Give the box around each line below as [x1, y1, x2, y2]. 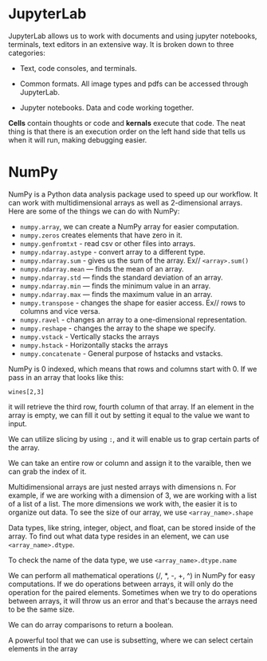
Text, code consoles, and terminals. [19, 63, 137, 72]
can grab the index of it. [8, 467, 87, 476]
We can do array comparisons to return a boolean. [8, 620, 174, 629]
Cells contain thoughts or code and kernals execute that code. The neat [8, 118, 245, 127]
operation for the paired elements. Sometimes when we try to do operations [8, 587, 257, 597]
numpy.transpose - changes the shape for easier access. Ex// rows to [19, 298, 245, 307]
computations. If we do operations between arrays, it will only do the [8, 579, 234, 589]
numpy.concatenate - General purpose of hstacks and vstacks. [19, 348, 223, 358]
